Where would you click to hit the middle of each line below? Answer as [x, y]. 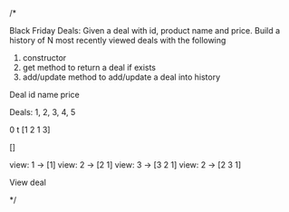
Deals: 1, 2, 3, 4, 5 [43, 112]
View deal [28, 182]
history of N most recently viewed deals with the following [118, 40]
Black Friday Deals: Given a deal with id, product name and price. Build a [145, 30]
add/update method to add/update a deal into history [121, 77]
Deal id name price [44, 95]
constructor [44, 58]
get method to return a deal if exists [89, 67]
